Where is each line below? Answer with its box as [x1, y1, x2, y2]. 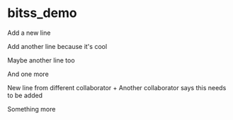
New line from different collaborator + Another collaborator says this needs [7, 83, 227, 92]
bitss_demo [7, 5, 78, 21]
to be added [7, 91, 43, 99]
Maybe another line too [7, 55, 76, 65]
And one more [7, 70, 50, 78]
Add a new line [7, 28, 51, 37]
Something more [7, 104, 56, 113]
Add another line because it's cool [7, 42, 108, 50]
